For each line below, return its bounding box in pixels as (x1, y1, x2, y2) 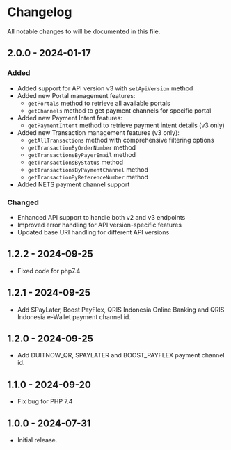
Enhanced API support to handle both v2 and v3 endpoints (17, 213, 186, 221)
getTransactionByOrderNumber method (27, 143, 136, 152)
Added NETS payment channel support (17, 180, 130, 188)
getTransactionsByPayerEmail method (27, 150, 136, 159)
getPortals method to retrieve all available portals (27, 99, 170, 107)
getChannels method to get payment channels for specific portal (27, 106, 212, 115)
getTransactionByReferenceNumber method (27, 172, 148, 181)
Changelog (7, 4, 72, 20)
